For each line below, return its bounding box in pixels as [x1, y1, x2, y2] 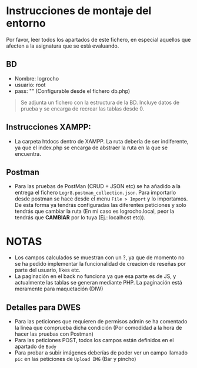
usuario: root [14, 81, 46, 88]
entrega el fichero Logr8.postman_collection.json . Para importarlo [14, 189, 176, 196]
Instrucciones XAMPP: [6, 122, 91, 132]
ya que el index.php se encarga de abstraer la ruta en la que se [14, 144, 168, 151]
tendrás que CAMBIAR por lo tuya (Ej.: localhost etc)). [14, 214, 146, 221]
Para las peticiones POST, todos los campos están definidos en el [14, 337, 174, 344]
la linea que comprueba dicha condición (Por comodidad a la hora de [14, 324, 182, 332]
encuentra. [14, 150, 41, 157]
